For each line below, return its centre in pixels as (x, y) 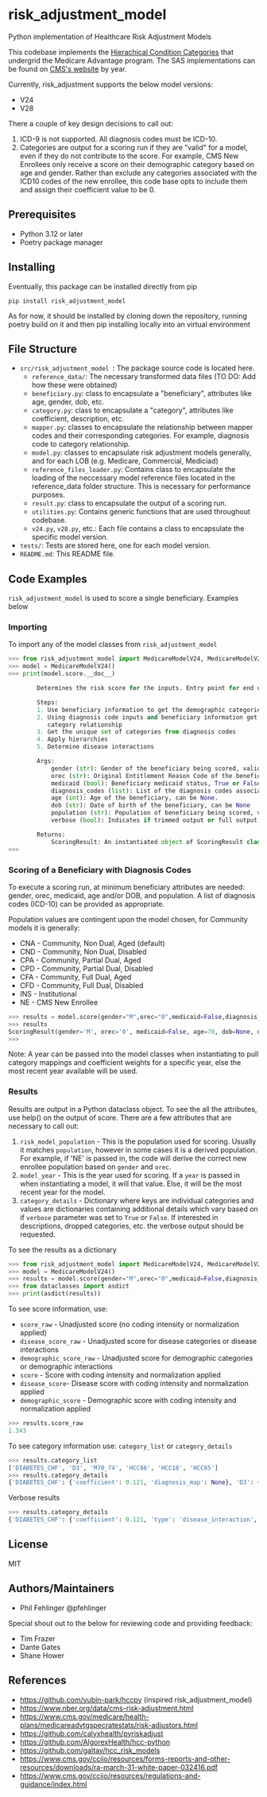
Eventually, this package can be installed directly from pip (103, 286)
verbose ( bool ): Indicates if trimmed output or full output (154, 820)
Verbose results (34, 1498)
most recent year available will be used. (73, 1071)
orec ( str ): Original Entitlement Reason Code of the (141, 776)
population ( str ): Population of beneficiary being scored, (152, 813)
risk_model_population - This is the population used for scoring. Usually (138, 1141)
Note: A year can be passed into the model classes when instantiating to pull (133, 1054)
